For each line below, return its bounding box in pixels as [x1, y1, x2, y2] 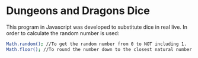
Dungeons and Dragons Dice [6, 4, 150, 18]
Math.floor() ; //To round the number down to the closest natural [6, 46, 174, 52]
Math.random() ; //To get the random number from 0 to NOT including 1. [6, 41, 187, 47]
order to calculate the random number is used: [6, 29, 120, 36]
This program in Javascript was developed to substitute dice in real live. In [6, 23, 188, 30]
